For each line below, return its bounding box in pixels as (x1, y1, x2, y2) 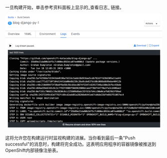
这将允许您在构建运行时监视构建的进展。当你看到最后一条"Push (5, 135, 136, 141)
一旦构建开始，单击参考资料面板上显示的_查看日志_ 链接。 (5, 4, 124, 10)
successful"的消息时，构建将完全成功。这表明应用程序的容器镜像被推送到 (5, 141, 156, 147)
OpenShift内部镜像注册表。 (5, 148, 61, 154)
